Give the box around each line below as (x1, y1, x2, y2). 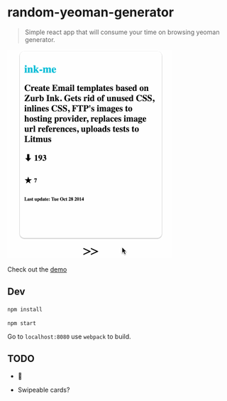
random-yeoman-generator (7, 4, 175, 21)
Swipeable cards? (17, 385, 70, 394)
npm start (7, 319, 37, 327)
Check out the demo (7, 264, 67, 274)
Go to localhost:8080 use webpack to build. (7, 332, 131, 341)
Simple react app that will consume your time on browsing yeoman (24, 28, 220, 36)
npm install (7, 306, 43, 313)
